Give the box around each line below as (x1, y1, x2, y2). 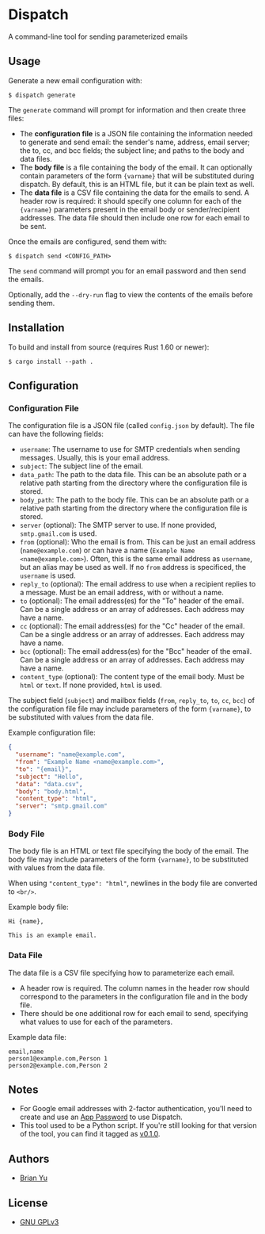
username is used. (19, 571, 77, 580)
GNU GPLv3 (19, 1217, 59, 1227)
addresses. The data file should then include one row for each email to (19, 212, 251, 223)
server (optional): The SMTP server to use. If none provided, (19, 521, 218, 530)
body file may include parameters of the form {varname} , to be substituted (8, 854, 249, 865)
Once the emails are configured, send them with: (8, 236, 168, 246)
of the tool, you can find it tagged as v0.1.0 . (19, 1129, 161, 1139)
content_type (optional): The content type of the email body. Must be (19, 672, 245, 682)
